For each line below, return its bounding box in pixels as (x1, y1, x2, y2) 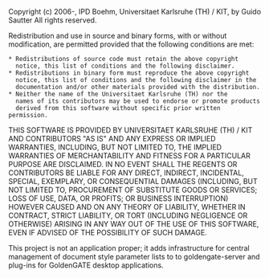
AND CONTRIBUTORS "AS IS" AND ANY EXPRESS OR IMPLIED (8, 134, 216, 143)
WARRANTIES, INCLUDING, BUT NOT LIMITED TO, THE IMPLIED (8, 142, 222, 152)
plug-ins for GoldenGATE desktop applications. (8, 260, 164, 270)
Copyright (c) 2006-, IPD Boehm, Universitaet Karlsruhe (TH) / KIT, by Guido (8, 7, 262, 16)
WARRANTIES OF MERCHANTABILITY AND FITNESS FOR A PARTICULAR (8, 151, 251, 160)
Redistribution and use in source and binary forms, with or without (8, 31, 227, 40)
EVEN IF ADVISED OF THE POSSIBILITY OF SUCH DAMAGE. (8, 228, 207, 237)
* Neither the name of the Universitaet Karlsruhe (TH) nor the (8, 90, 228, 98)
